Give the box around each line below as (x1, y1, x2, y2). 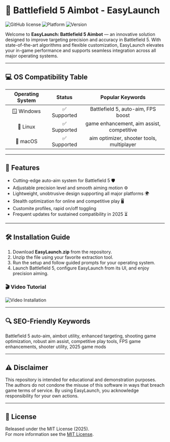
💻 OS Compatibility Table (5, 73, 88, 82)
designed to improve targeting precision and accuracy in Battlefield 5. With (5, 37, 161, 43)
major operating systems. (5, 53, 59, 59)
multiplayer (109, 141, 137, 148)
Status (56, 93, 73, 100)
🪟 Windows (12, 108, 41, 115)
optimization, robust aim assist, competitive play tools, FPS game (5, 338, 141, 345)
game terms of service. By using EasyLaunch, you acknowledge (5, 388, 139, 394)
